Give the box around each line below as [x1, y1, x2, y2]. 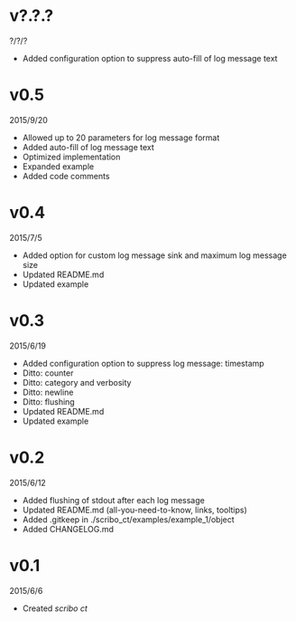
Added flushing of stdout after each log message [22, 494, 205, 505]
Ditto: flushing [22, 396, 75, 407]
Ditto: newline [22, 387, 74, 397]
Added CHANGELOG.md [22, 523, 115, 534]
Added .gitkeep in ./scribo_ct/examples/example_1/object [22, 513, 235, 525]
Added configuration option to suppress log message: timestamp [22, 358, 264, 368]
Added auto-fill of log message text [22, 141, 155, 152]
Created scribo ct [22, 603, 88, 614]
